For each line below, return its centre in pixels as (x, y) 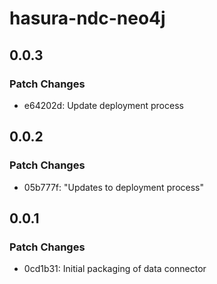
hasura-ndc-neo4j (87, 18)
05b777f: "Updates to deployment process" (113, 187)
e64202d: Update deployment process (103, 105)
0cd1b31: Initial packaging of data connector (115, 269)
